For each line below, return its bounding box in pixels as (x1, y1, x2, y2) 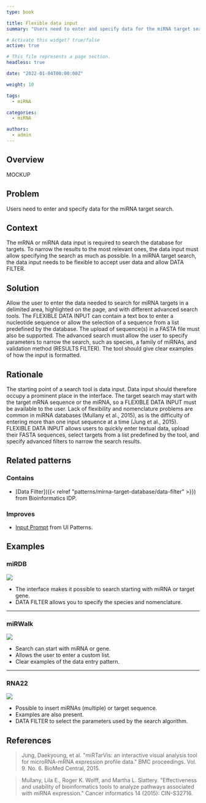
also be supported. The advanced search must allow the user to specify (6, 332, 188, 339)
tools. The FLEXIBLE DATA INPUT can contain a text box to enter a (6, 312, 174, 320)
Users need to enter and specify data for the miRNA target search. (6, 205, 174, 212)
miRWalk (6, 619, 34, 628)
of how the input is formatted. (6, 351, 82, 359)
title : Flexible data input (6, 20, 78, 26)
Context (6, 222, 38, 233)
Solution (6, 283, 39, 293)
